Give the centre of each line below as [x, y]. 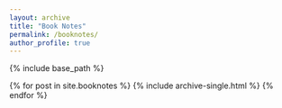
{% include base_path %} [57, 68]
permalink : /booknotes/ [54, 34]
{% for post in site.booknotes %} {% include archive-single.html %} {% [141, 85]
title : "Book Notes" [48, 26]
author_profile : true [50, 43]
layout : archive [40, 18]
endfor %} [28, 95]
